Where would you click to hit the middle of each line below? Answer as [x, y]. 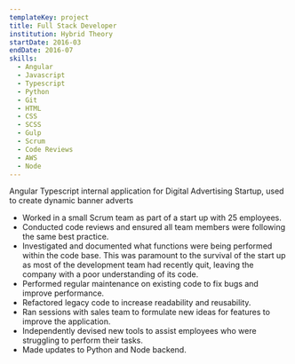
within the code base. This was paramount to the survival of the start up [154, 256]
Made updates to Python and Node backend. [104, 350]
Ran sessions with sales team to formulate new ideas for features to [146, 313]
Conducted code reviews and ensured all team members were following [154, 227]
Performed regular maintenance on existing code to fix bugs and [140, 284]
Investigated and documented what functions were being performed [147, 246]
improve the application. [66, 321]
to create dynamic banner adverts [71, 201]
